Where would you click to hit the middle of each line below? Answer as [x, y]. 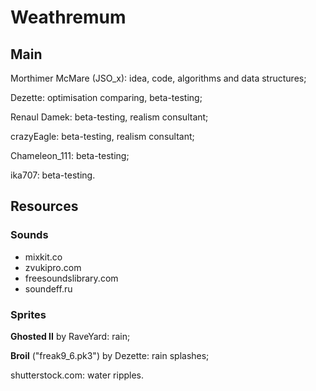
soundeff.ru [48, 288]
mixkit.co [43, 257]
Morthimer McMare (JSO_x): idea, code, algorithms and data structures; [158, 78]
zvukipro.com [53, 267]
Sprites [28, 314]
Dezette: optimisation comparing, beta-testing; [106, 97]
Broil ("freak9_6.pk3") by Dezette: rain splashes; [110, 355]
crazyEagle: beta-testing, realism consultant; [102, 136]
